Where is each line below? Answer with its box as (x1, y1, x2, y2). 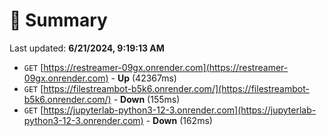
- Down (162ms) (145, 114, 213, 126)
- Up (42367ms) (110, 72, 177, 84)
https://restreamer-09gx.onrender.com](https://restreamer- (43, 61, 289, 73)
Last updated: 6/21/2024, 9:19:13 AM (9, 42, 165, 54)
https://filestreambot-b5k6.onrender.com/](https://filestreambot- (43, 82, 310, 94)
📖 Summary (9, 9, 108, 32)
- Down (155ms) (113, 93, 181, 105)
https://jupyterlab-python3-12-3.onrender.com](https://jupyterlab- (43, 104, 317, 116)
